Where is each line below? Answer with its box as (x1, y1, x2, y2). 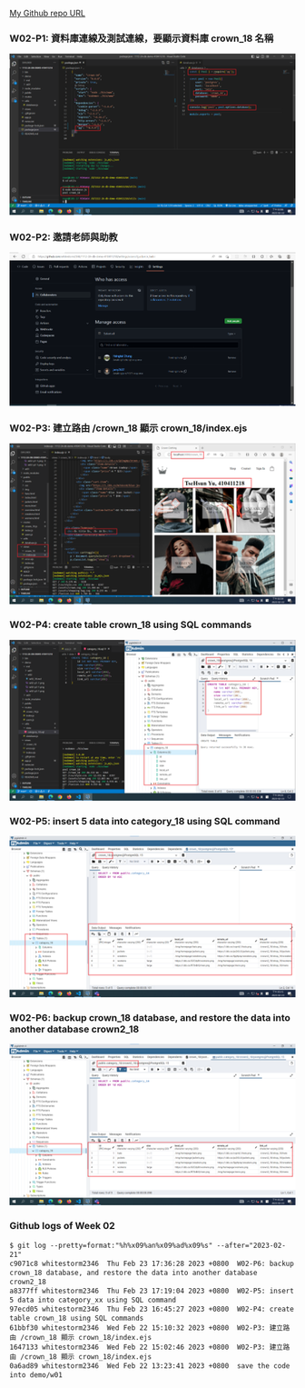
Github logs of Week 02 (9, 1219, 115, 1232)
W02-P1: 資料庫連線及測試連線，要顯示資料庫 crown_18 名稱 (9, 32, 274, 45)
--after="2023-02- (216, 1241, 286, 1251)
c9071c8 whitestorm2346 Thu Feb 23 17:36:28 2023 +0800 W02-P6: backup (9, 1259, 295, 1269)
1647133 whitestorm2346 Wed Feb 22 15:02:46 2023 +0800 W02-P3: (9, 1343, 266, 1353)
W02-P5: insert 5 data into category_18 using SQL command (9, 815, 280, 828)
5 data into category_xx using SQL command (9, 1295, 177, 1305)
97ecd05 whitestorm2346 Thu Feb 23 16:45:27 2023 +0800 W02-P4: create (9, 1304, 295, 1314)
